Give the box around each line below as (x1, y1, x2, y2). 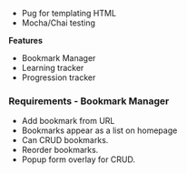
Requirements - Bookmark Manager (8, 95, 170, 107)
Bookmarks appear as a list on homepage (21, 125, 178, 136)
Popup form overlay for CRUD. (21, 154, 136, 165)
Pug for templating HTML (21, 8, 117, 18)
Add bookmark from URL (21, 116, 115, 127)
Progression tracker (21, 72, 96, 83)
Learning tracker (21, 63, 84, 73)
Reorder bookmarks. (21, 145, 99, 156)
